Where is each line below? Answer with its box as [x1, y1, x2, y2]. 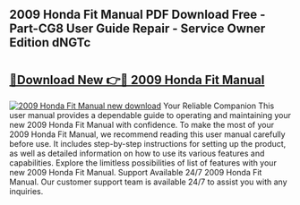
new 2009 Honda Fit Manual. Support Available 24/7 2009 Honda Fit [9, 167, 262, 177]
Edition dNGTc [9, 35, 91, 50]
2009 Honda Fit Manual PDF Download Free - [9, 7, 266, 22]
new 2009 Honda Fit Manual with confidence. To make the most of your [9, 120, 275, 130]
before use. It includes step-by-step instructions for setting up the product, [9, 139, 287, 149]
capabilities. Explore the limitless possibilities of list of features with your [9, 158, 278, 168]
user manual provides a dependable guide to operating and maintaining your [9, 110, 292, 120]
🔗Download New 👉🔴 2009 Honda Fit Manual [9, 72, 265, 88]
